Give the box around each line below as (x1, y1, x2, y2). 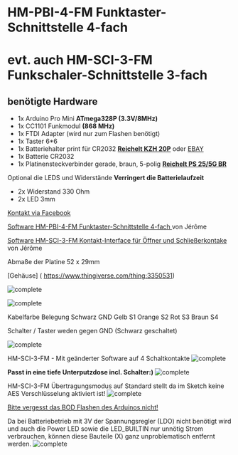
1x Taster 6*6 (17, 137, 58, 146)
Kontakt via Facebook (7, 209, 71, 217)
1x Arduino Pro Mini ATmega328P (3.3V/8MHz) (17, 115, 158, 123)
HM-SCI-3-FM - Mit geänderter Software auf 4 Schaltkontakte (7, 354, 190, 363)
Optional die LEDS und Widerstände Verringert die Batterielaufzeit (7, 174, 205, 182)
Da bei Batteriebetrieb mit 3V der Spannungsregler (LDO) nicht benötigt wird (7, 417, 232, 426)
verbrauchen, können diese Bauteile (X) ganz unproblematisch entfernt (7, 432, 215, 441)
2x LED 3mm (17, 195, 55, 204)
